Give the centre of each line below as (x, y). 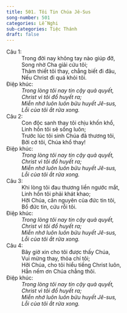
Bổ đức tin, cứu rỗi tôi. (49, 207)
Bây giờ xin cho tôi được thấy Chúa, (66, 252)
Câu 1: (14, 52)
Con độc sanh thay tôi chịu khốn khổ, (68, 123)
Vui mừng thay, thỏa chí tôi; (56, 258)
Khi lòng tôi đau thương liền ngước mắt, (70, 187)
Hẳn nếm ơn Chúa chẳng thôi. (59, 272)
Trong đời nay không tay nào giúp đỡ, (68, 58)
